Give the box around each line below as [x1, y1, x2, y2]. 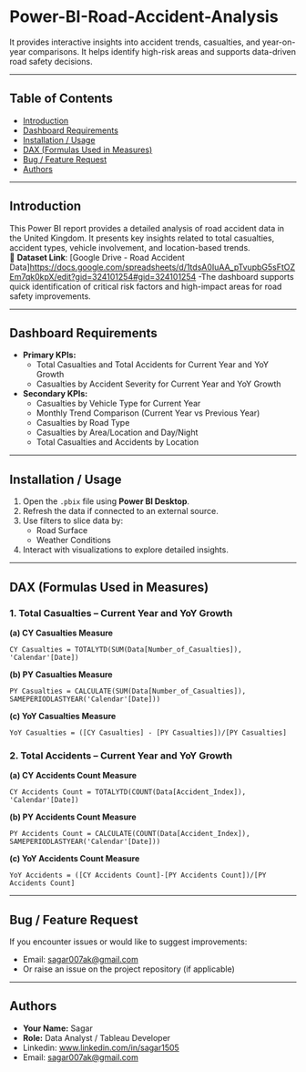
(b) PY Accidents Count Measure [9, 811, 137, 822]
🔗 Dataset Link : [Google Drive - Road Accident [9, 252, 185, 263]
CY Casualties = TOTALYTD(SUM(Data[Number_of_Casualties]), [9, 644, 243, 654]
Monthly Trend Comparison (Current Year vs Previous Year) [36, 407, 260, 418]
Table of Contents [9, 91, 114, 107]
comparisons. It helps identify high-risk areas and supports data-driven [27, 46, 297, 57]
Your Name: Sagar [22, 1023, 93, 1034]
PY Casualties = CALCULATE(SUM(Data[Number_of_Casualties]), [9, 686, 247, 696]
